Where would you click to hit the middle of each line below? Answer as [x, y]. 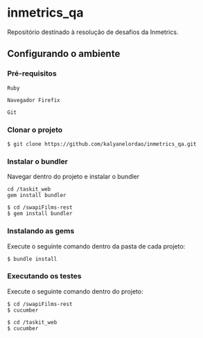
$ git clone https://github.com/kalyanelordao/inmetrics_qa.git [102, 144]
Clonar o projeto [35, 130]
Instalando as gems [41, 231]
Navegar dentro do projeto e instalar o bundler [73, 177]
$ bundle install [32, 259]
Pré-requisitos [32, 74]
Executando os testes [44, 276]
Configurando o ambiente [64, 54]
